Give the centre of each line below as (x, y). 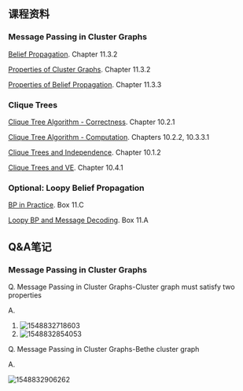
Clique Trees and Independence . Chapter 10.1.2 (85, 152)
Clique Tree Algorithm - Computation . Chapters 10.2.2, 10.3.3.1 (109, 137)
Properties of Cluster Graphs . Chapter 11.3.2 (79, 69)
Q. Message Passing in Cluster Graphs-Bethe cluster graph (104, 349)
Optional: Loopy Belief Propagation (76, 188)
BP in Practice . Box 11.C (46, 205)
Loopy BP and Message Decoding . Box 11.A (78, 220)
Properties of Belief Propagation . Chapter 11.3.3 (85, 84)
